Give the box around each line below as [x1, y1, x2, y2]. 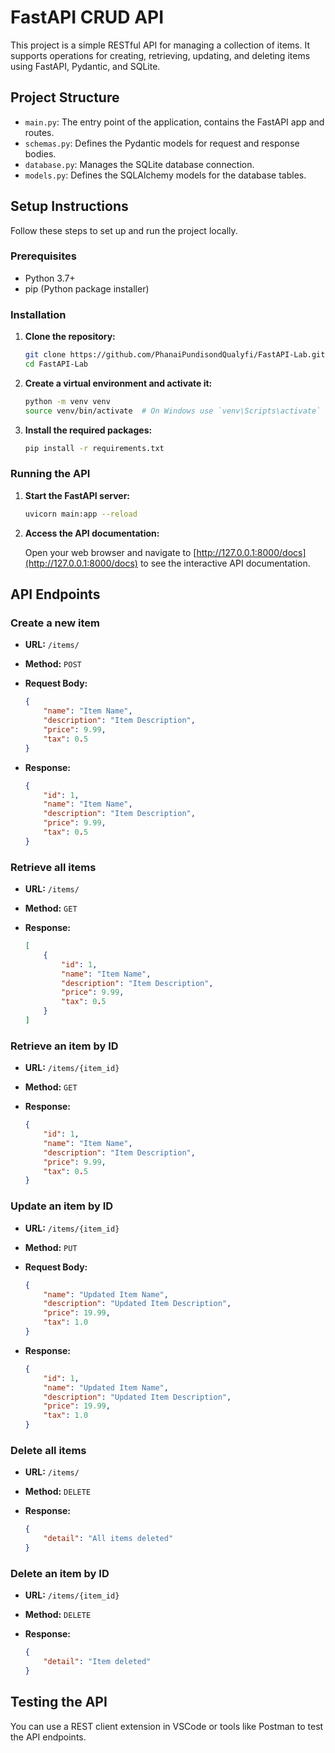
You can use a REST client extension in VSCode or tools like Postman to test [10, 1720, 324, 1732]
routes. [24, 126, 55, 138]
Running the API [10, 467, 91, 481]
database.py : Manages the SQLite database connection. [24, 158, 255, 170]
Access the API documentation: [24, 527, 160, 539]
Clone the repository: [24, 331, 116, 343]
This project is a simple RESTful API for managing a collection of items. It [10, 39, 310, 51]
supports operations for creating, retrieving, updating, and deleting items [10, 49, 311, 61]
